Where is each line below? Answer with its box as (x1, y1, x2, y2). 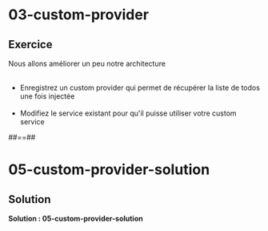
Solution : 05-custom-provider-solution (8, 214, 143, 223)
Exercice (8, 38, 53, 51)
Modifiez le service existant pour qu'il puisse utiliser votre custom (19, 108, 238, 118)
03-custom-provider (8, 6, 150, 24)
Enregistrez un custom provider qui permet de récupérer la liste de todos (19, 83, 260, 92)
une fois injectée (19, 91, 75, 101)
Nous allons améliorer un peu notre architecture (8, 59, 166, 68)
